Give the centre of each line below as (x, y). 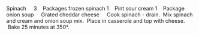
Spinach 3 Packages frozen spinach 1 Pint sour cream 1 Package (95, 8)
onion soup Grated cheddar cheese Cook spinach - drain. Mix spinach (99, 15)
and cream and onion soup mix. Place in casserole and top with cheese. (96, 21)
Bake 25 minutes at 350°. (39, 27)
